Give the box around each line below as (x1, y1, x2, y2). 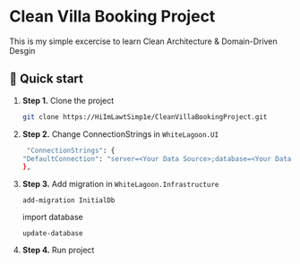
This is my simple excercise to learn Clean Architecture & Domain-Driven (9, 36, 278, 47)
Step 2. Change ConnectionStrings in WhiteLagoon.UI (21, 128, 219, 140)
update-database (21, 229, 83, 238)
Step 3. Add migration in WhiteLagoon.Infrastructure (21, 179, 219, 190)
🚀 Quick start (9, 72, 83, 87)
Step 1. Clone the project (21, 95, 115, 106)
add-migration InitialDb (21, 196, 116, 205)
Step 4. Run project (21, 244, 95, 256)
